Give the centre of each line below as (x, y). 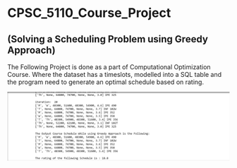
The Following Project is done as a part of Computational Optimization (109, 67)
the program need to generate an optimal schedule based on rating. (106, 82)
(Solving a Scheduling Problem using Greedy (108, 39)
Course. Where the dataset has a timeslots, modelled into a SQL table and (115, 74)
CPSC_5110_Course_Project (89, 13)
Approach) (31, 50)
